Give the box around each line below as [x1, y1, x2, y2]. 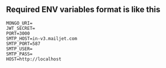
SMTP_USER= [6, 46, 33, 52]
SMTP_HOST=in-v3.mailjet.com [6, 35, 77, 42]
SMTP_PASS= [6, 51, 33, 57]
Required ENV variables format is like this [6, 5, 161, 15]
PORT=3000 [6, 30, 31, 36]
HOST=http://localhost [6, 56, 62, 62]
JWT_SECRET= [6, 25, 35, 31]
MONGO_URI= [6, 20, 33, 26]
